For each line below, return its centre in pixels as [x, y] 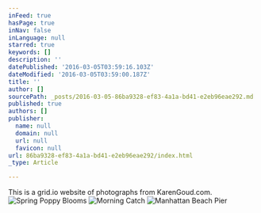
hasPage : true [32, 23]
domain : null [37, 133]
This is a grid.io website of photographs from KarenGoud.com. [110, 192]
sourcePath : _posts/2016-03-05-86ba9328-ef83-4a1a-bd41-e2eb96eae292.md [131, 97]
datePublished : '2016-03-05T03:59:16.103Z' [81, 67]
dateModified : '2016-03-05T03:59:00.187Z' [79, 74]
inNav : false [30, 30]
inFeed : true [30, 15]
